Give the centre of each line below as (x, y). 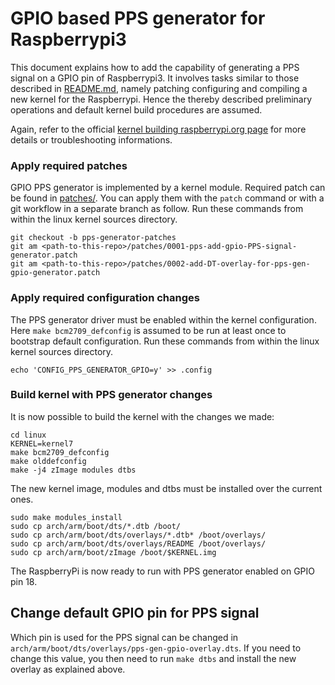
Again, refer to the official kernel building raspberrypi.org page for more (158, 129)
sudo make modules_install (66, 517)
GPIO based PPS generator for (138, 18)
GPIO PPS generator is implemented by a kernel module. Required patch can (168, 188)
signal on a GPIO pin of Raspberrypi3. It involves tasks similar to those (155, 78)
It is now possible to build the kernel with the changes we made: (142, 416)
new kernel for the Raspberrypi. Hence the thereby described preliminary (161, 99)
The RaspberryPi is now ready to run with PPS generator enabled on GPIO (162, 571)
